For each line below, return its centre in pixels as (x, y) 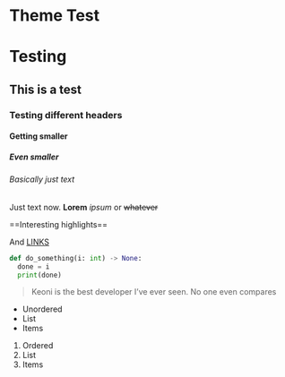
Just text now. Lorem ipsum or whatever (84, 207)
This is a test (46, 89)
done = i (34, 266)
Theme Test (55, 16)
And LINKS (29, 242)
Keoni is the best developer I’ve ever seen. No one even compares (154, 292)
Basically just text (42, 179)
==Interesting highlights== (59, 224)
